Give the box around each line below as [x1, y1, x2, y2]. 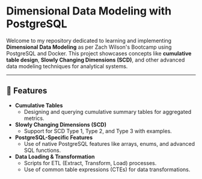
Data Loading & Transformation [14, 152, 95, 160]
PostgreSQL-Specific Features [14, 134, 93, 141]
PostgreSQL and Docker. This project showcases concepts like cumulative [6, 49, 192, 57]
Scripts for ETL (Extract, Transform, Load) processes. [23, 159, 157, 166]
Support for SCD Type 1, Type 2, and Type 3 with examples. [23, 127, 173, 134]
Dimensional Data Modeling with [6, 4, 172, 18]
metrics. [23, 115, 44, 122]
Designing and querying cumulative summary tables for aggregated [23, 108, 192, 115]
